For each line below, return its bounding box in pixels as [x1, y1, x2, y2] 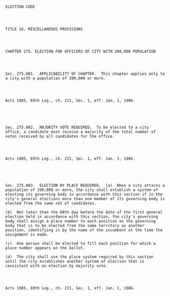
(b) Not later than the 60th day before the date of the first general [5, 210, 163, 215]
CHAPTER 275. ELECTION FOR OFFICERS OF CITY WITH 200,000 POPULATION [5, 49, 156, 54]
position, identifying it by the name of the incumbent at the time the [5, 228, 163, 233]
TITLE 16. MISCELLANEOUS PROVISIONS [5, 27, 83, 32]
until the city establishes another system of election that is [5, 259, 145, 264]
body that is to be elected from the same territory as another [5, 223, 145, 228]
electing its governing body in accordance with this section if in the [5, 192, 163, 197]
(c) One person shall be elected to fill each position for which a [5, 241, 156, 246]
